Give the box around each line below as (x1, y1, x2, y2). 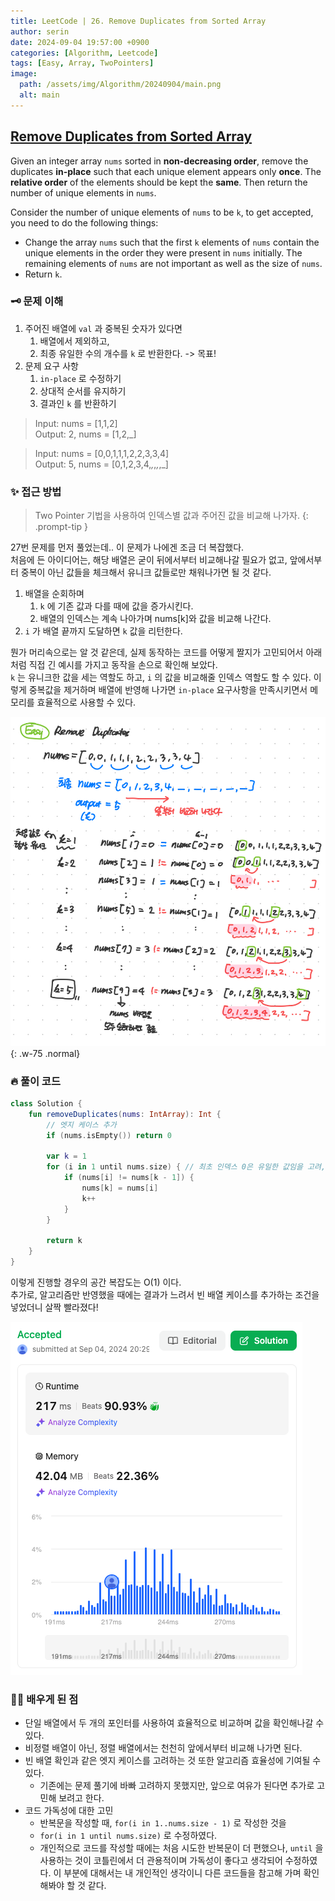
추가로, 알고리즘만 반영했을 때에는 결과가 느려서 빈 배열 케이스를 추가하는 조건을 (10, 1289, 320, 1301)
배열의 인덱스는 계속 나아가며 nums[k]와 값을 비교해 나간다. (39, 613, 272, 625)
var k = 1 (46, 1151, 87, 1162)
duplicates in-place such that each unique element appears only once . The (10, 165, 322, 177)
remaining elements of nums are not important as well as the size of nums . (24, 257, 323, 269)
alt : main (19, 90, 60, 100)
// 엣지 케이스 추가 (46, 1120, 117, 1130)
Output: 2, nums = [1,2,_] (34, 428, 137, 440)
